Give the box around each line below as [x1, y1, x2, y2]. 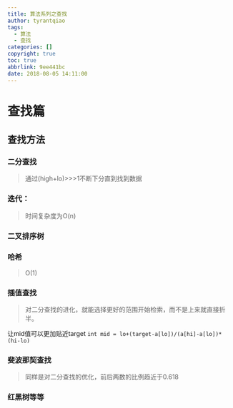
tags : [7, 24, 24, 31]
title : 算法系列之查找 [7, 10, 68, 18]
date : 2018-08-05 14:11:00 [7, 70, 88, 77]
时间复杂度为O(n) [24, 211, 76, 220]
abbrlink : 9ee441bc [7, 63, 66, 71]
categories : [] [7, 44, 53, 51]
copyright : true [7, 51, 56, 58]
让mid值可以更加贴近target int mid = [7, 330, 116, 338]
